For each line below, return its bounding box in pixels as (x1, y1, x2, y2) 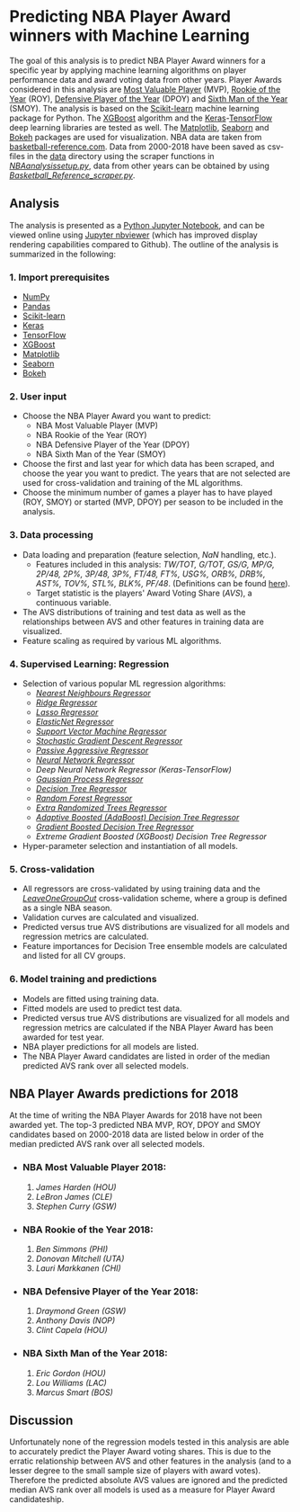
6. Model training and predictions (9, 973, 157, 986)
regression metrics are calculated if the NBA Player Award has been (22, 1022, 274, 1033)
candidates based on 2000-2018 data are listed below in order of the (9, 1129, 264, 1140)
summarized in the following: (9, 248, 117, 259)
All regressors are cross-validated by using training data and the (22, 883, 260, 894)
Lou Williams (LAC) (35, 1377, 108, 1388)
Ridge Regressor (35, 697, 98, 708)
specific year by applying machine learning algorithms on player (9, 65, 247, 76)
